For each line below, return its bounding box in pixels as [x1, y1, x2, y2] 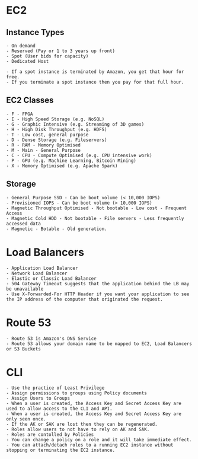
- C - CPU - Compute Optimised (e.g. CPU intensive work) [6, 152, 152, 158]
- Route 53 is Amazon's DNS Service [6, 336, 97, 342]
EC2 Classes [6, 95, 54, 106]
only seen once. [6, 416, 46, 422]
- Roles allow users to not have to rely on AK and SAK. [6, 426, 150, 433]
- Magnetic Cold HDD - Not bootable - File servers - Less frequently [6, 215, 184, 221]
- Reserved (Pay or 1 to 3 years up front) [6, 48, 116, 54]
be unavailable [6, 286, 44, 292]
